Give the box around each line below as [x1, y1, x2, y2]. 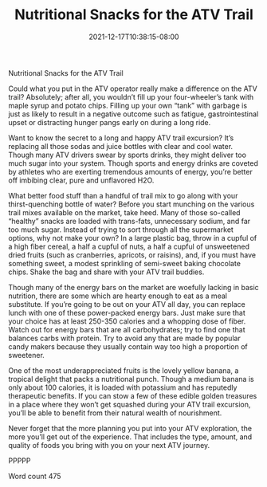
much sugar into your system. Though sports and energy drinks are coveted [8, 158, 259, 168]
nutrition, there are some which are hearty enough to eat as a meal [8, 291, 227, 300]
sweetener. [8, 350, 45, 359]
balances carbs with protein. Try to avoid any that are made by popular [8, 333, 241, 343]
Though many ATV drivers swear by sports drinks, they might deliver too [8, 150, 247, 159]
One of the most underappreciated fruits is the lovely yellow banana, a [8, 365, 239, 375]
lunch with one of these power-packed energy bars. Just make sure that [8, 308, 245, 317]
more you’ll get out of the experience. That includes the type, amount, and [8, 432, 253, 442]
